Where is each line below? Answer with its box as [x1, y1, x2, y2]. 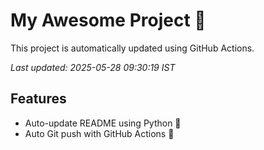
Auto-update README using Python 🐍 [24, 117, 182, 129]
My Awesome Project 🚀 [10, 9, 207, 32]
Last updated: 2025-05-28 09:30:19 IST [10, 61, 176, 73]
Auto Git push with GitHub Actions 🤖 [24, 127, 175, 139]
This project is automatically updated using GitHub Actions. [10, 42, 255, 54]
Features [10, 90, 67, 108]
